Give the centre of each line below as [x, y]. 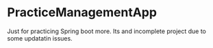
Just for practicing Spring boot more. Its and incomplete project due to [107, 31]
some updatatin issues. [40, 38]
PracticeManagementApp [82, 13]
